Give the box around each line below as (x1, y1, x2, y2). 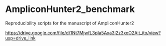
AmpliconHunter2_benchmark (5, 3, 135, 15)
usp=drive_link (5, 35, 36, 41)
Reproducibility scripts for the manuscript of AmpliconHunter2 (5, 20, 134, 26)
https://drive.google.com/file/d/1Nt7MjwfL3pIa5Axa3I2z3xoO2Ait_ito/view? (5, 29, 161, 35)
